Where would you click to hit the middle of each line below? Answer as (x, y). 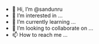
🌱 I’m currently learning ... (44, 22)
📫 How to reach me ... (40, 35)
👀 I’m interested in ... (37, 15)
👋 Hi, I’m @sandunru (37, 9)
